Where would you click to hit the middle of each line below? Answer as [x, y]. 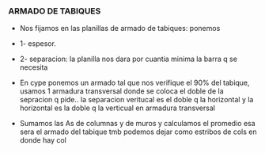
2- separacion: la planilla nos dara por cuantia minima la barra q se [128, 59]
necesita [34, 67]
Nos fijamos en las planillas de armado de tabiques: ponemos [120, 29]
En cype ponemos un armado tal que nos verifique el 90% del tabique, [135, 83]
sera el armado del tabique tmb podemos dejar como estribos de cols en [138, 132]
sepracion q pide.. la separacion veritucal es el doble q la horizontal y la [136, 100]
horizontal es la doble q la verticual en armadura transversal [117, 108]
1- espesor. [38, 44]
